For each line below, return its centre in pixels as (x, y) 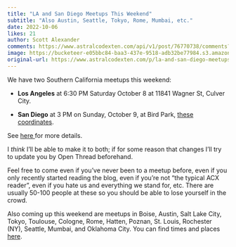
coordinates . (35, 122)
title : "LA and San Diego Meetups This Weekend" (80, 14)
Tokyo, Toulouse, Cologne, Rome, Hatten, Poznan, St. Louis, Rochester (110, 221)
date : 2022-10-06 (33, 27)
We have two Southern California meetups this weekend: (90, 80)
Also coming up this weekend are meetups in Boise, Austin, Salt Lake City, (114, 214)
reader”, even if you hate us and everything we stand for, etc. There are (111, 185)
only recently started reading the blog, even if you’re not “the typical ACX (113, 177)
